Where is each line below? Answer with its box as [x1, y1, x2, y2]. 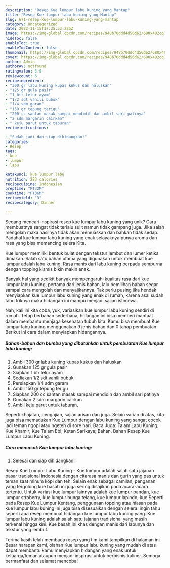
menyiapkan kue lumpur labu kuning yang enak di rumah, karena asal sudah [5, 292, 164, 298]
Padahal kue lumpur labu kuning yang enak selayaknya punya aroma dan [5, 234, 157, 241]
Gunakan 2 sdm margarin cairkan [12, 396, 82, 402]
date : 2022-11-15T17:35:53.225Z [5, 26, 73, 31]
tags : [5, 149, 17, 154]
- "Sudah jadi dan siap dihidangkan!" [5, 134, 87, 139]
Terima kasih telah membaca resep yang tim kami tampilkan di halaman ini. [5, 536, 161, 543]
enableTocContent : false [5, 45, 58, 50]
